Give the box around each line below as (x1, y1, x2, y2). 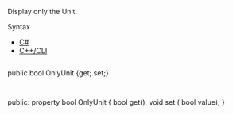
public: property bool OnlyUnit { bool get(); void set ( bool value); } (7, 98, 226, 106)
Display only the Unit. (7, 7, 77, 16)
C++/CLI (18, 46, 48, 55)
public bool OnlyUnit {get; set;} (7, 68, 109, 78)
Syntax (7, 22, 31, 31)
